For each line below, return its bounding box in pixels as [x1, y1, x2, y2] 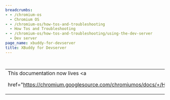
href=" [8, 81, 24, 88]
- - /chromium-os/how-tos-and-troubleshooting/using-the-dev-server [5, 31, 153, 36]
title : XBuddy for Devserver [5, 45, 67, 50]
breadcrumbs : [5, 7, 33, 13]
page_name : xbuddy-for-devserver [5, 41, 76, 46]
